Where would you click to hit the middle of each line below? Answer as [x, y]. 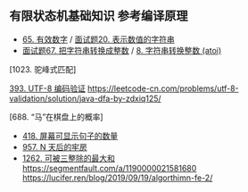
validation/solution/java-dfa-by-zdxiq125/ [86, 98]
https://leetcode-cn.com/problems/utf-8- [163, 88]
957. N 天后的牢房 [54, 146]
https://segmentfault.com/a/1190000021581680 [109, 168]
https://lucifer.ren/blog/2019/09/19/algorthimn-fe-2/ [117, 178]
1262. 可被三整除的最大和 [69, 158]
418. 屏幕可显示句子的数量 [70, 136]
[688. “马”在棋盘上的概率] [57, 117]
